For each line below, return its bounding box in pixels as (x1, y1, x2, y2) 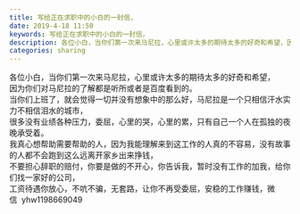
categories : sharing (9, 46, 87, 55)
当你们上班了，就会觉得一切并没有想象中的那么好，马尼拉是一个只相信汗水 (9, 95, 283, 105)
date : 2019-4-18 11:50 (9, 21, 94, 30)
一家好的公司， (24, 172, 80, 183)
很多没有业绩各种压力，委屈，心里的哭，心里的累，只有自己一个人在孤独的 (9, 117, 283, 128)
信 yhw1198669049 (9, 194, 83, 205)
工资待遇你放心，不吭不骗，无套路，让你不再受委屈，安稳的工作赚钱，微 (9, 184, 275, 194)
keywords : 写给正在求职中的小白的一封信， (9, 29, 149, 38)
